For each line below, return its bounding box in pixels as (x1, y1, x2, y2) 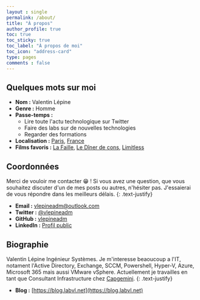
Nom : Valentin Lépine (15, 99, 71, 106)
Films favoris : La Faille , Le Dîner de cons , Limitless (15, 144, 145, 151)
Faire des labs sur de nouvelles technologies (24, 124, 136, 131)
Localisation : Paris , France (15, 138, 84, 145)
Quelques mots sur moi (6, 82, 96, 92)
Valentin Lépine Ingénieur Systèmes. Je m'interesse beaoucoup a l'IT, (6, 255, 181, 262)
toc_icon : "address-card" (6, 49, 72, 55)
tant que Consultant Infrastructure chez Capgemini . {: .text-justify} (6, 274, 173, 282)
